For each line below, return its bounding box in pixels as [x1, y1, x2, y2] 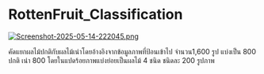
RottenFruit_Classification [8, 6, 183, 24]
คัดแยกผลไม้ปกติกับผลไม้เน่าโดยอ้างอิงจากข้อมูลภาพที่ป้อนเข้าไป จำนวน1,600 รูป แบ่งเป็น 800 [8, 46, 256, 56]
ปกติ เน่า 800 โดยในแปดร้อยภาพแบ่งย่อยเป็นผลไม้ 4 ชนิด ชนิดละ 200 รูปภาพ [8, 55, 216, 65]
